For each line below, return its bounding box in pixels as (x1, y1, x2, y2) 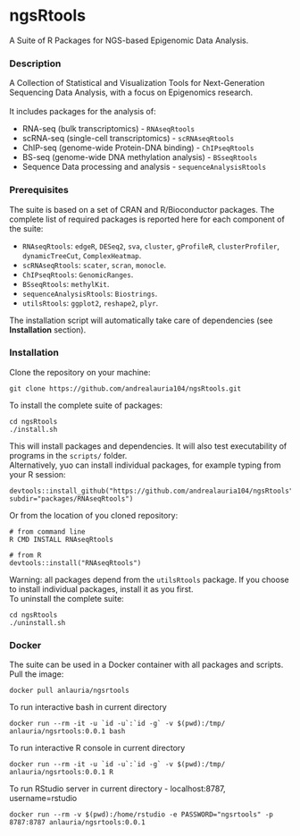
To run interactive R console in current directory (9, 743, 186, 754)
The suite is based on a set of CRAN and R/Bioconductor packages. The (9, 204, 275, 215)
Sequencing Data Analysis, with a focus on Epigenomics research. (9, 87, 253, 98)
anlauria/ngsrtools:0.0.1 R (9, 768, 114, 777)
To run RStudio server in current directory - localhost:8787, (9, 783, 226, 794)
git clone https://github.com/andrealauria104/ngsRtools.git (9, 384, 242, 393)
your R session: (9, 469, 66, 479)
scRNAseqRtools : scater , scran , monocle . (21, 259, 167, 270)
